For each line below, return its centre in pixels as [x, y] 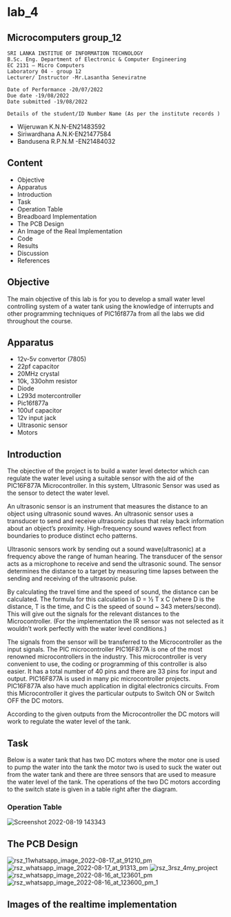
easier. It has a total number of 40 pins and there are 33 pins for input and [112, 672]
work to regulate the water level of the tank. [69, 721]
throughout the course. [40, 321]
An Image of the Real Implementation [70, 231]
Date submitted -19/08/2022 [48, 102]
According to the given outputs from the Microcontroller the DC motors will [113, 714]
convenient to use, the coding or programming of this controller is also [107, 664]
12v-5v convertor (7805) [52, 359]
